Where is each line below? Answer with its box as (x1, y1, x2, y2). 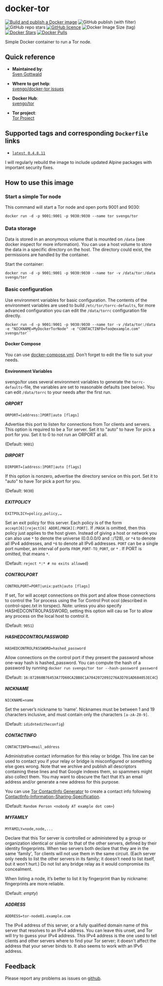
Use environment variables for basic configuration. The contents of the (5, 297, 147, 303)
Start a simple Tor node (5, 193, 61, 200)
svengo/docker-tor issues (12, 86, 64, 92)
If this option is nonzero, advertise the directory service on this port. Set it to (5, 473, 158, 479)
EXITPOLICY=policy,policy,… (5, 511, 62, 516)
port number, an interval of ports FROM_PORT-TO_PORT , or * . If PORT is (5, 546, 142, 552)
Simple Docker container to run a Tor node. (5, 39, 91, 44)
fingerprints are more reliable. (5, 881, 65, 886)
